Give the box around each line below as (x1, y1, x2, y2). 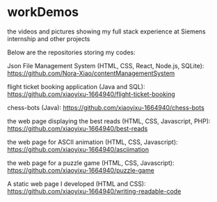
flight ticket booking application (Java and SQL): (7, 82, 145, 91)
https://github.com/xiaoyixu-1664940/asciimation (7, 145, 150, 153)
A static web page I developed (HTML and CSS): (7, 179, 146, 188)
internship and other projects (7, 34, 90, 42)
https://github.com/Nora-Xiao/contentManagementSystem (7, 69, 175, 77)
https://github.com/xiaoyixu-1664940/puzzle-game (7, 166, 154, 174)
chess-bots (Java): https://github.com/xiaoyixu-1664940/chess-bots (7, 103, 205, 111)
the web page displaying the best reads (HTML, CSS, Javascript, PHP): (7, 116, 211, 125)
